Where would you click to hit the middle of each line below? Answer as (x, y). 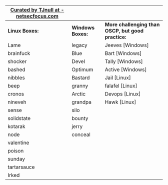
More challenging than (132, 24)
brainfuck (19, 53)
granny (80, 86)
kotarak (17, 126)
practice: (115, 37)
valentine (18, 143)
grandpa (81, 102)
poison (16, 151)
